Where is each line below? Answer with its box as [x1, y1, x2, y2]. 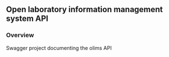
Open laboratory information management [6, 5, 163, 15]
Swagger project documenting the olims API [6, 44, 112, 51]
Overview [6, 31, 34, 40]
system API [6, 14, 48, 24]
